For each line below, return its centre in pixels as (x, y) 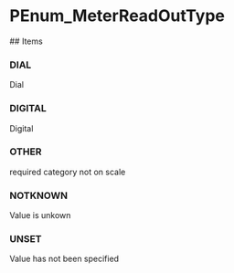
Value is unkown (40, 215)
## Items (26, 41)
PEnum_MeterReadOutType (117, 16)
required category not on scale (68, 172)
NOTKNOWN (39, 195)
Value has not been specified (64, 259)
